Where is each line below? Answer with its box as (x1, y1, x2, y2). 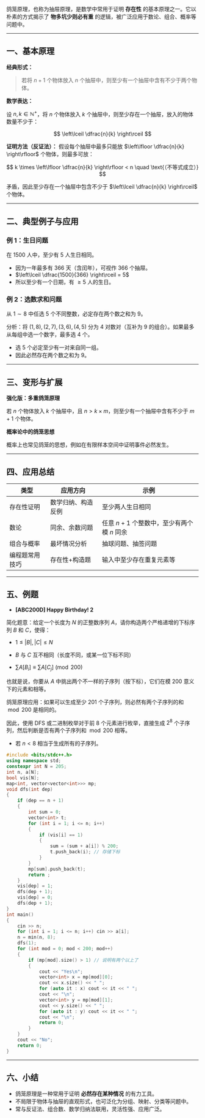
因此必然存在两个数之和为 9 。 (15, 352, 90, 359)
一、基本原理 (6, 46, 55, 56)
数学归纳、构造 (50, 498, 93, 507)
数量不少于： (6, 118, 38, 126)
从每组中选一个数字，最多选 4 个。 (6, 331, 93, 338)
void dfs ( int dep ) (6, 786, 53, 792)
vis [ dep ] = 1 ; (17, 883, 53, 889)
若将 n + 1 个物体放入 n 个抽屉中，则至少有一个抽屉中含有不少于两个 (21, 76, 192, 84)
